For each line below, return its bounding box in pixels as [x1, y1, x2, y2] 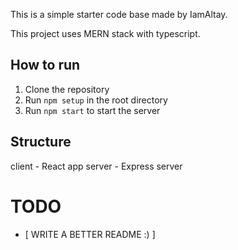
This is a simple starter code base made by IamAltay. [10, 9, 228, 20]
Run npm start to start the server [24, 104, 161, 116]
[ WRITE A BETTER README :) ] [24, 228, 156, 240]
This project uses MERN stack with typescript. [10, 28, 201, 39]
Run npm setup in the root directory [24, 94, 168, 106]
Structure [10, 134, 72, 151]
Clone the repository [24, 83, 110, 95]
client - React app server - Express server [10, 160, 183, 172]
